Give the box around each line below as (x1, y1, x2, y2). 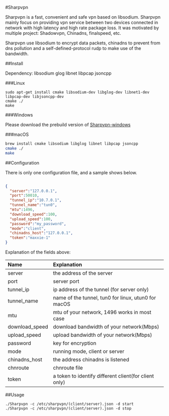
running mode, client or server (53, 348, 125, 355)
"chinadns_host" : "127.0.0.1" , (10, 231, 73, 236)
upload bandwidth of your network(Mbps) (53, 332, 152, 338)
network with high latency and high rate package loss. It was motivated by (5, 25, 159, 31)
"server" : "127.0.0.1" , (10, 188, 57, 193)
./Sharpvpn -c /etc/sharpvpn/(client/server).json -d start (5, 401, 134, 406)
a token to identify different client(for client (53, 373, 154, 379)
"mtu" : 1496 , (10, 207, 35, 212)
